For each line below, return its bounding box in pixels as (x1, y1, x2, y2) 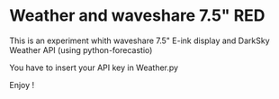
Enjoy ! (9, 79, 35, 90)
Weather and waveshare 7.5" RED (9, 5, 265, 26)
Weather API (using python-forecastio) (9, 44, 153, 55)
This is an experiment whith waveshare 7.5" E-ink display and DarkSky (9, 35, 270, 46)
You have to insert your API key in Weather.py (9, 62, 178, 73)
